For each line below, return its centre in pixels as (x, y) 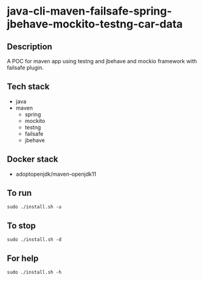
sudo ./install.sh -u (34, 207)
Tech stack (28, 87)
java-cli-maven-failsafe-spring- (89, 11)
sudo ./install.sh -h (34, 272)
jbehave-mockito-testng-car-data (95, 24)
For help (23, 258)
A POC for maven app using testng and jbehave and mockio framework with (102, 61)
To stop (21, 225)
